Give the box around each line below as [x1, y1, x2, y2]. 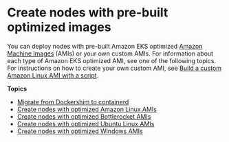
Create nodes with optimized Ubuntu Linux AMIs [17, 119, 155, 128]
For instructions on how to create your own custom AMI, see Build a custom [7, 64, 222, 72]
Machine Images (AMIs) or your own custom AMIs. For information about [7, 49, 214, 58]
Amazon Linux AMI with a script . [7, 71, 99, 80]
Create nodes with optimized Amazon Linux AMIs [17, 105, 157, 113]
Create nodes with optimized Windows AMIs [17, 127, 143, 135]
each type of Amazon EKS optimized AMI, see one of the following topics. [7, 56, 217, 64]
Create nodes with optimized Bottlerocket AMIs [17, 112, 151, 121]
